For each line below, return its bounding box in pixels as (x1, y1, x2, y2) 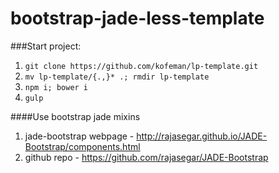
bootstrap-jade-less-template (10, 7, 265, 30)
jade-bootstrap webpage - (24, 130, 135, 142)
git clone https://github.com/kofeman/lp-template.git (24, 61, 259, 71)
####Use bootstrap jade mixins (10, 110, 141, 122)
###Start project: (10, 40, 82, 52)
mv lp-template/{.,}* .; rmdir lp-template (24, 72, 210, 82)
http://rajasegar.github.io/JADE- (136, 130, 268, 142)
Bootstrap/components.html (24, 140, 141, 152)
